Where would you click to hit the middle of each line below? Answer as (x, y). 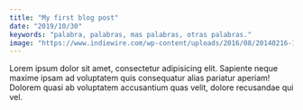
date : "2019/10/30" (46, 26)
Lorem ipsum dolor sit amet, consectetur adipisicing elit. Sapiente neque (143, 69)
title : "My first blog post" (64, 18)
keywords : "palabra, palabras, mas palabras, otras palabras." (131, 34)
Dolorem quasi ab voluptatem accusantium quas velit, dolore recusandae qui (151, 87)
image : (22, 43)
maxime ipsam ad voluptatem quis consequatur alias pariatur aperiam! (140, 78)
